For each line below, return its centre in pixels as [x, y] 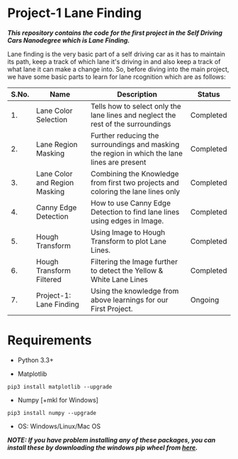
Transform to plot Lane [129, 241]
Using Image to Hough [128, 232]
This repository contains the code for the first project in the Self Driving [115, 33]
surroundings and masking [135, 144]
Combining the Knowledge [135, 173]
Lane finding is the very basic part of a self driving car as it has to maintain [116, 54]
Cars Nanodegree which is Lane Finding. [69, 40]
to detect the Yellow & [127, 270]
